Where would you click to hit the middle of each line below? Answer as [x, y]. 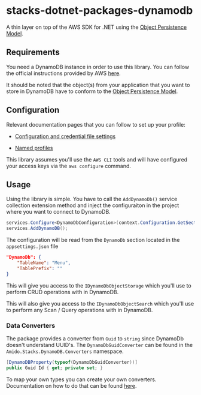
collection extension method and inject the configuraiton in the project [93, 205]
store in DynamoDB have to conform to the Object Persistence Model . [92, 91]
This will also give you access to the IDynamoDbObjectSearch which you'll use [100, 303]
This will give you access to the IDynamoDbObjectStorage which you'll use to [99, 285]
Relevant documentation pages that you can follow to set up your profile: [96, 124]
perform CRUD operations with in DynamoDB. [63, 292]
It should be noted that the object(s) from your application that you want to [98, 85]
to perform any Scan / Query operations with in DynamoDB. [80, 310]
